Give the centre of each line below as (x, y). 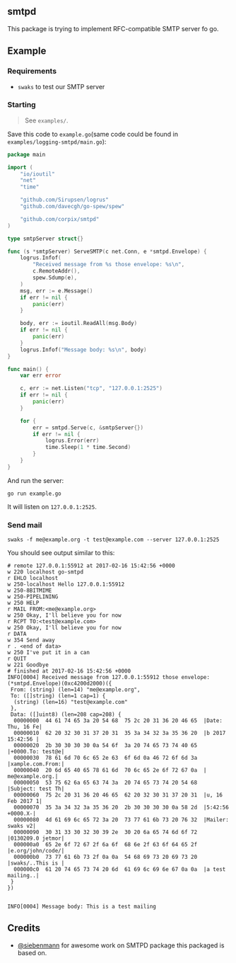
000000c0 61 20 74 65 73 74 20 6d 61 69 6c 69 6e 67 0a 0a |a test (120, 870)
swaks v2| (22, 826)
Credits (24, 928)
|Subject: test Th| (36, 789)
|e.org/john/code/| (36, 851)
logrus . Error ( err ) (72, 441)
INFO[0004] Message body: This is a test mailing (82, 907)
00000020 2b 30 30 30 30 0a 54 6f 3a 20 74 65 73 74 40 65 (106, 746)
